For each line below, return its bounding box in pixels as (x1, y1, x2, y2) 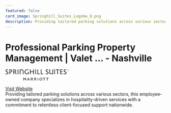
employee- (139, 91, 162, 97)
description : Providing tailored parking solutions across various (5, 19, 152, 24)
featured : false (5, 8, 40, 13)
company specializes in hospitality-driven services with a (20, 96, 141, 102)
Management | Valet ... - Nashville (5, 52, 152, 64)
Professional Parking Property (5, 41, 136, 53)
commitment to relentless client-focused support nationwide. (5, 102, 133, 108)
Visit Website (5, 86, 33, 92)
